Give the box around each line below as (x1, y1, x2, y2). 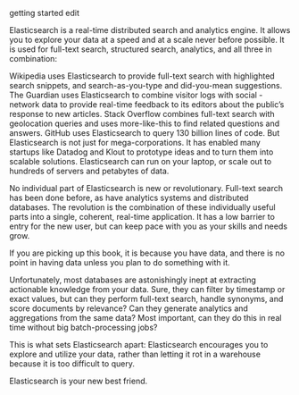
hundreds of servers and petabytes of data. (9, 165, 170, 176)
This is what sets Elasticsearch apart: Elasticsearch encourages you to (9, 340, 269, 349)
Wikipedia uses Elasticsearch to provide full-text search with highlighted (9, 71, 275, 81)
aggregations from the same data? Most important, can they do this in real (9, 313, 282, 323)
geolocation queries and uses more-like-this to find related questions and (9, 118, 279, 129)
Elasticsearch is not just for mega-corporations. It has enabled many (9, 138, 261, 147)
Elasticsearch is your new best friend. (9, 375, 148, 386)
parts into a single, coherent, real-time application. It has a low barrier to (9, 212, 275, 222)
